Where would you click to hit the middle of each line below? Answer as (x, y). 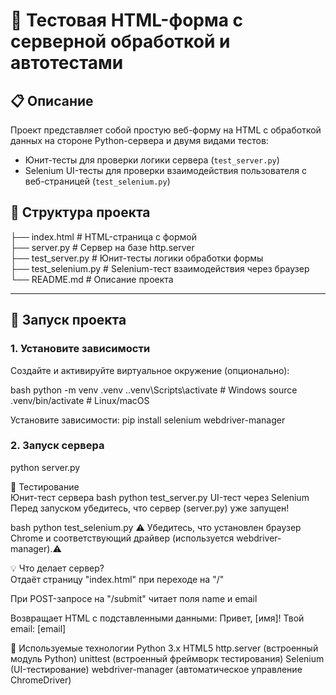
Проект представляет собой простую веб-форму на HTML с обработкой (166, 130)
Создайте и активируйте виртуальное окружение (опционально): (150, 370)
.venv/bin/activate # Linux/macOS (80, 400)
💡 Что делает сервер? (57, 568)
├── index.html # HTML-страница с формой (103, 236)
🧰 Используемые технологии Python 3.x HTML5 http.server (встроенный (164, 648)
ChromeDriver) (41, 680)
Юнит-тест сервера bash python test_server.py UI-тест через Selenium (160, 497)
